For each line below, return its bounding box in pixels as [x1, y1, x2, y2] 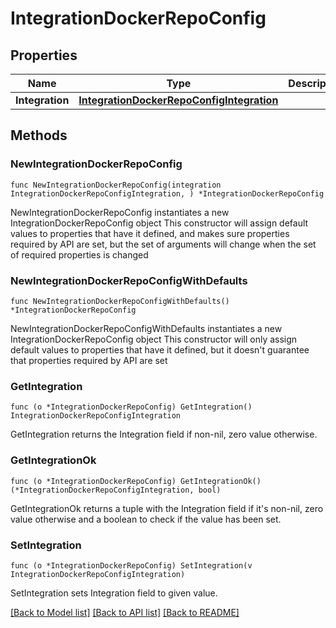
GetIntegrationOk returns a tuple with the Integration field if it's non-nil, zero [10, 502, 324, 514]
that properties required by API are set [10, 354, 168, 366]
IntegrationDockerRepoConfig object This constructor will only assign [10, 333, 298, 345]
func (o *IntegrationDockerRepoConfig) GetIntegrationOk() [10, 476, 262, 486]
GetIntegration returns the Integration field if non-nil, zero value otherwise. [10, 428, 318, 441]
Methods [10, 127, 68, 144]
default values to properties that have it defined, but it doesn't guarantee [10, 343, 310, 356]
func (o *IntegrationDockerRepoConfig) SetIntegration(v [10, 560, 253, 571]
